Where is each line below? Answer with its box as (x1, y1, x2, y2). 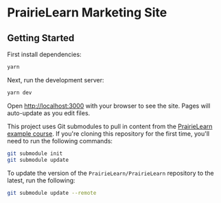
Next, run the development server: (7, 75, 104, 84)
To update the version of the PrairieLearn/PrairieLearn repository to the (7, 169, 214, 177)
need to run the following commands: (7, 136, 113, 145)
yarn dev (7, 89, 32, 96)
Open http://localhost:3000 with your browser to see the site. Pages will (7, 101, 211, 110)
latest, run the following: (7, 176, 75, 184)
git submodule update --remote (7, 189, 97, 196)
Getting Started (7, 32, 75, 44)
